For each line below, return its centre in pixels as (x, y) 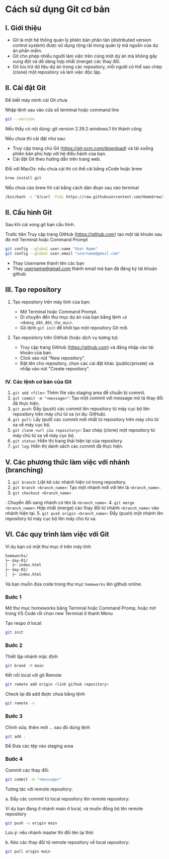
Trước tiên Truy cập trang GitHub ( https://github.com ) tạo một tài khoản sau (84, 234)
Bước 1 (13, 597)
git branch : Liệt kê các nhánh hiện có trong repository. (69, 482)
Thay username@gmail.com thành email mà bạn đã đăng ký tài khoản (85, 269)
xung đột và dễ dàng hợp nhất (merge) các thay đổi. (66, 61)
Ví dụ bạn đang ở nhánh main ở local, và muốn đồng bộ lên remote (74, 808)
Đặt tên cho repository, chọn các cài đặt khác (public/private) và (87, 363)
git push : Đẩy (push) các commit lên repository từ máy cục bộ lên (81, 409)
